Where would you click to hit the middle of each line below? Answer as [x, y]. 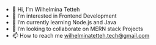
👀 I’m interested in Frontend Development [65, 16]
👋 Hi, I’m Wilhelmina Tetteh [46, 9]
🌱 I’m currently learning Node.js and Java [64, 22]
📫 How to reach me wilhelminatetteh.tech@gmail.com [81, 36]
